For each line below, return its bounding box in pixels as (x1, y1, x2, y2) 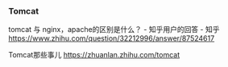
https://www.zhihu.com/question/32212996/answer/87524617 (8, 33, 215, 43)
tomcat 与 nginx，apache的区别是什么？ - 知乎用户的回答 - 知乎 (8, 25, 220, 34)
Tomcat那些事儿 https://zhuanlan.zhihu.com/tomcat (8, 50, 180, 60)
